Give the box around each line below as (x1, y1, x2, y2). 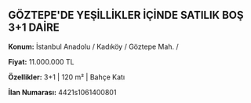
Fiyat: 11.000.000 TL (8, 57, 75, 66)
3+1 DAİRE (8, 21, 60, 35)
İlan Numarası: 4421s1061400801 (8, 87, 117, 97)
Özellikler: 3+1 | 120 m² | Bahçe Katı (8, 72, 125, 82)
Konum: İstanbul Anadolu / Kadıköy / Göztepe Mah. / (8, 42, 179, 51)
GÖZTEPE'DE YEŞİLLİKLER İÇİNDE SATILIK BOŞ (8, 9, 244, 22)
